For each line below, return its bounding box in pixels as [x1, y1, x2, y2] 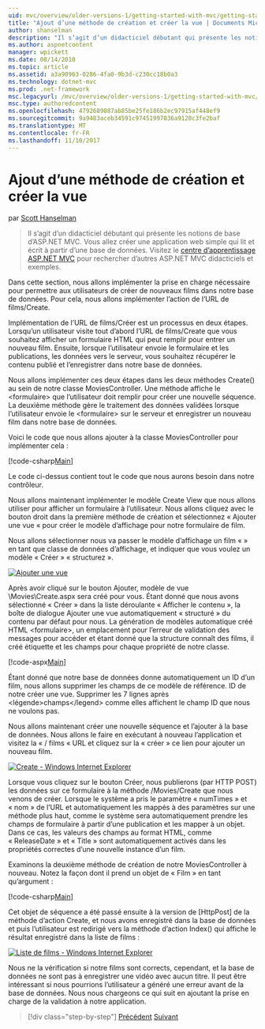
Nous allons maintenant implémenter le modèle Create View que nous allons [8, 496, 256, 505]
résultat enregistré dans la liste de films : [8, 933, 140, 942]
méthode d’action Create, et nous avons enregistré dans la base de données [8, 916, 256, 925]
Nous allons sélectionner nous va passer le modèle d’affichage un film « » [8, 536, 248, 545]
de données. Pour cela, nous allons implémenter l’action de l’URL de [8, 294, 230, 304]
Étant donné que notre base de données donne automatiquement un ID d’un [8, 673, 255, 682]
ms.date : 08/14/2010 [8, 56, 77, 64]
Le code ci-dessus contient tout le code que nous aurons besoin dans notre [8, 472, 255, 481]
